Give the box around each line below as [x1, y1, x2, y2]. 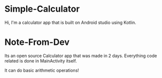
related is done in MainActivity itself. [4, 58, 77, 64]
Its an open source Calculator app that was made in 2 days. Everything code [4, 53, 157, 58]
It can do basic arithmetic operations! [4, 67, 80, 73]
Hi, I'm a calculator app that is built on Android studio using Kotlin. [4, 19, 136, 25]
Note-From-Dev [4, 37, 70, 48]
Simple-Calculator [4, 3, 80, 15]
